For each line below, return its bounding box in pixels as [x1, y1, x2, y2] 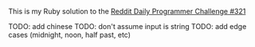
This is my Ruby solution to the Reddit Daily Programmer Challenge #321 [8, 7, 246, 16]
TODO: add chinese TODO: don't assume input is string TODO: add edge [8, 22, 247, 31]
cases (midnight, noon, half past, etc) [8, 31, 131, 39]
